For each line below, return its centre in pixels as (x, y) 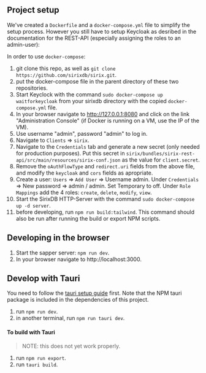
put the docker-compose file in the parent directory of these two (97, 81)
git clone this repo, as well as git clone (66, 68)
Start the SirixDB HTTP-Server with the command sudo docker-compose (105, 198)
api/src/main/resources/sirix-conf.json (68, 160)
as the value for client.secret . (161, 160)
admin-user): (24, 44)
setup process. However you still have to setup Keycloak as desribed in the (102, 31)
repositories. (32, 88)
